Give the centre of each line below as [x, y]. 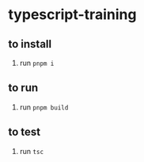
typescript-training [72, 15]
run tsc [32, 151]
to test [25, 132]
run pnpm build [44, 107]
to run [23, 88]
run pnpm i [37, 63]
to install [30, 44]
